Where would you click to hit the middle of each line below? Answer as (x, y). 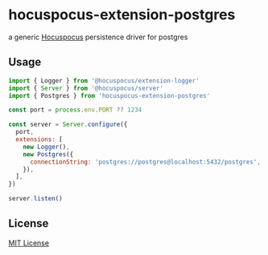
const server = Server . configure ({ (68, 125)
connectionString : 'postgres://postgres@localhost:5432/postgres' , (145, 162)
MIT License (29, 243)
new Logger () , (46, 147)
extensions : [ (39, 140)
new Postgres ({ (48, 154)
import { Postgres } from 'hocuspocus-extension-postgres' (109, 95)
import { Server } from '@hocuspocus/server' (86, 88)
